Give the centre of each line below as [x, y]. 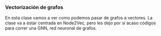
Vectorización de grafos [34, 7]
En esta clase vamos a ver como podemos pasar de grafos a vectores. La [79, 18]
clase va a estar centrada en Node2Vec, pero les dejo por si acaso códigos [80, 23]
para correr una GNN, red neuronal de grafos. [51, 28]
